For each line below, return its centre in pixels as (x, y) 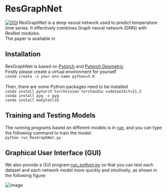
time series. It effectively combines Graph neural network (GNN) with (76, 27)
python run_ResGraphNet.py (33, 137)
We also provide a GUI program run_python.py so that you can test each (79, 165)
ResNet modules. (23, 33)
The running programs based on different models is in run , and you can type (83, 127)
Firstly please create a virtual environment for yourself (61, 71)
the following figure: (26, 175)
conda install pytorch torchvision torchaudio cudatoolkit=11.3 (73, 91)
